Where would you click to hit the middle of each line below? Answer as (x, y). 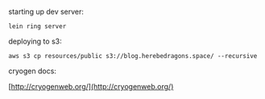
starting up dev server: (46, 12)
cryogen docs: (32, 71)
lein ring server (37, 27)
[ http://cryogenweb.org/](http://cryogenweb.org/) (91, 87)
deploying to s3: (35, 41)
